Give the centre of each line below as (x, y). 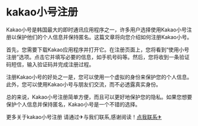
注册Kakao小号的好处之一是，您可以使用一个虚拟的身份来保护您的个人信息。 (99, 77)
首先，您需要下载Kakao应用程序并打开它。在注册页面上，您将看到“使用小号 (98, 49)
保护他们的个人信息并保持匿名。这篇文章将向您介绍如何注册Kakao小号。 (104, 37)
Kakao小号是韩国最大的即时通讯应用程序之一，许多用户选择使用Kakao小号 (97, 30)
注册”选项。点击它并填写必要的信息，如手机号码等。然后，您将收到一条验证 (98, 57)
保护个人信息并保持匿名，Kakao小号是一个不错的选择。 (73, 104)
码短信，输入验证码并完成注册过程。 (50, 64)
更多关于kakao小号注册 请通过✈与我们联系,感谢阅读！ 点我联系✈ (84, 117)
